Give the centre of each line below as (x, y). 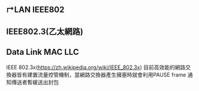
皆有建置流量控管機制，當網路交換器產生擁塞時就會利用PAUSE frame (101, 74)
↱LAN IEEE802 (35, 10)
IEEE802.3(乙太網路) (45, 31)
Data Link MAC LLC (43, 52)
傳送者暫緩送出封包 (35, 82)
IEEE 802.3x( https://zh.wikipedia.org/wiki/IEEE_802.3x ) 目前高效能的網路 (96, 67)
